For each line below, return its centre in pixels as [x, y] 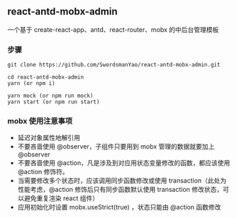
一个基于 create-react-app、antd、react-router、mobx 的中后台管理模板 [113, 29]
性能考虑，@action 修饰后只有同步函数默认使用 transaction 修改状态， [120, 190]
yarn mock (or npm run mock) [50, 96]
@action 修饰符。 [43, 172]
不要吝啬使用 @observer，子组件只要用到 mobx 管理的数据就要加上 [116, 147]
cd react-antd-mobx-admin [45, 77]
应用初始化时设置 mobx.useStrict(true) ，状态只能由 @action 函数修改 [119, 207]
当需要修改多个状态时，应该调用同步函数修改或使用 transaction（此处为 [122, 180]
